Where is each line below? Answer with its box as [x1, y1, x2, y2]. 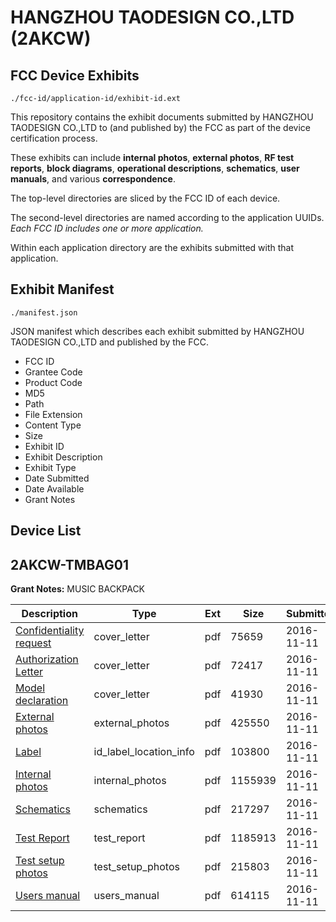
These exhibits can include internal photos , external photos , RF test [10, 152, 295, 163]
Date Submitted [24, 472, 90, 484]
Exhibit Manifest [10, 281, 115, 298]
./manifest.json [10, 307, 78, 318]
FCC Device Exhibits [10, 67, 140, 84]
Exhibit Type [24, 461, 77, 473]
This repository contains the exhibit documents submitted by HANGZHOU [10, 111, 314, 123]
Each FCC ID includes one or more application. [10, 222, 204, 234]
